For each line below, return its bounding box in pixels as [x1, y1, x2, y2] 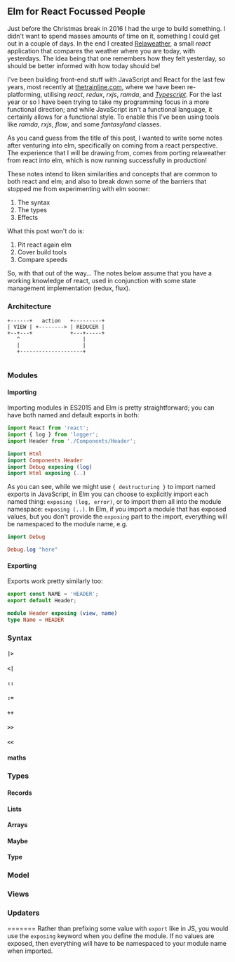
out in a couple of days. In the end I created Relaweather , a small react [7, 39, 211, 48]
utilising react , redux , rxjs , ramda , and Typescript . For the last [43, 90, 222, 98]
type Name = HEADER [7, 616, 65, 623]
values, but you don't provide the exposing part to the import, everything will [7, 512, 228, 521]
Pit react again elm [17, 240, 72, 249]
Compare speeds [17, 255, 68, 264]
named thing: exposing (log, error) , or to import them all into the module [7, 498, 222, 506]
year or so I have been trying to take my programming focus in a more [7, 98, 209, 106]
